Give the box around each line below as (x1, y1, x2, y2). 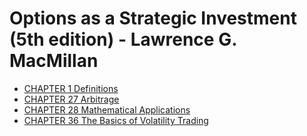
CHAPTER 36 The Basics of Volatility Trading (23, 114, 209, 126)
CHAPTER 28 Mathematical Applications (23, 103, 191, 116)
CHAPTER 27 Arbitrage (23, 93, 120, 105)
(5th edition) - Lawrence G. (9, 28, 237, 51)
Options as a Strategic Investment (9, 7, 297, 30)
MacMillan (9, 50, 99, 72)
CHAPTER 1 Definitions (23, 82, 119, 94)
